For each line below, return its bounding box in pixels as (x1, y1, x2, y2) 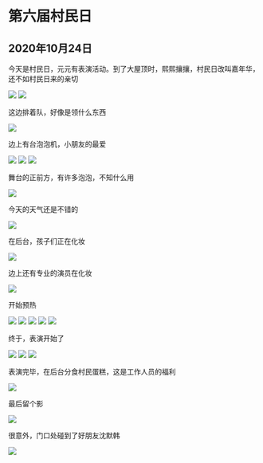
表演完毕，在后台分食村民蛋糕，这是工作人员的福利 (8, 367, 176, 376)
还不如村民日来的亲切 (8, 74, 78, 84)
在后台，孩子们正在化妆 (8, 237, 85, 245)
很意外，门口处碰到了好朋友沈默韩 (8, 431, 120, 440)
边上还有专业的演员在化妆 (8, 269, 92, 277)
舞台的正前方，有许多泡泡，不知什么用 (8, 173, 134, 182)
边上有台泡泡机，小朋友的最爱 (8, 139, 106, 148)
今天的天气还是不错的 (8, 205, 78, 214)
